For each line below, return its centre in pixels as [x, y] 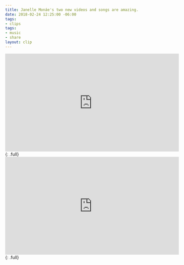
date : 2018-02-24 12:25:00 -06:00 [41, 14]
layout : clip [19, 42]
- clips [13, 24]
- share [13, 38]
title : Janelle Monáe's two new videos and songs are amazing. [72, 10]
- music [13, 33]
